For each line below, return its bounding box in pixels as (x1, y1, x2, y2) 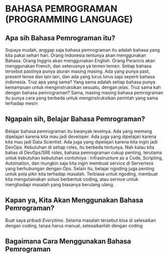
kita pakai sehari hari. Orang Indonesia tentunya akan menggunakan (5, 52, 147, 58)
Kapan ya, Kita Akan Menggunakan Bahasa (5, 196, 143, 205)
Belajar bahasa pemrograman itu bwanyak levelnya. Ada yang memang (5, 128, 152, 134)
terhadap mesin (5, 100, 38, 106)
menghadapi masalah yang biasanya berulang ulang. (5, 181, 115, 187)
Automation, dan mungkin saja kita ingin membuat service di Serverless (5, 160, 154, 166)
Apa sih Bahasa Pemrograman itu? (5, 34, 116, 42)
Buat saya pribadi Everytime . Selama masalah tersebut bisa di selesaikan (5, 217, 156, 223)
